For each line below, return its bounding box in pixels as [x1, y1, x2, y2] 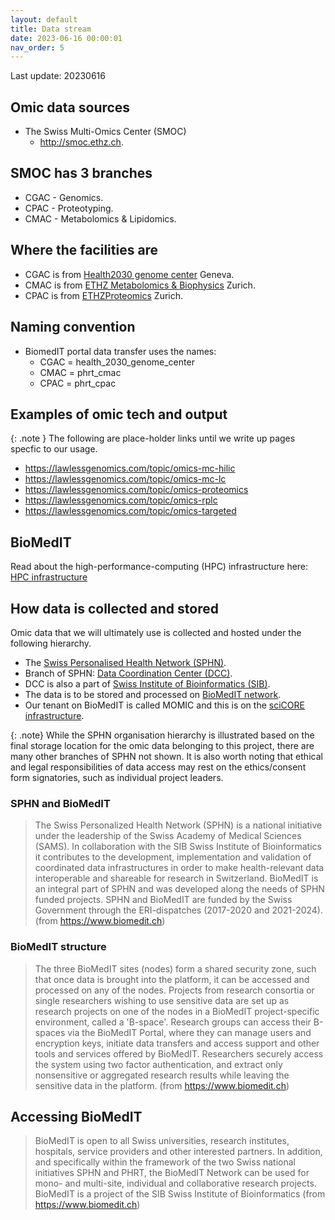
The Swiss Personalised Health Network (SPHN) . [24, 656, 227, 668]
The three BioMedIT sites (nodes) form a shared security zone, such [34, 962, 317, 975]
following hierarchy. [10, 637, 92, 649]
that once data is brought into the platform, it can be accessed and [34, 973, 310, 985]
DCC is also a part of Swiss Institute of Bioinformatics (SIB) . [24, 677, 271, 690]
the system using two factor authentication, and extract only [34, 1058, 283, 1070]
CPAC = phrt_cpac [39, 377, 117, 389]
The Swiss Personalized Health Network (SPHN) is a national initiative [34, 819, 323, 831]
